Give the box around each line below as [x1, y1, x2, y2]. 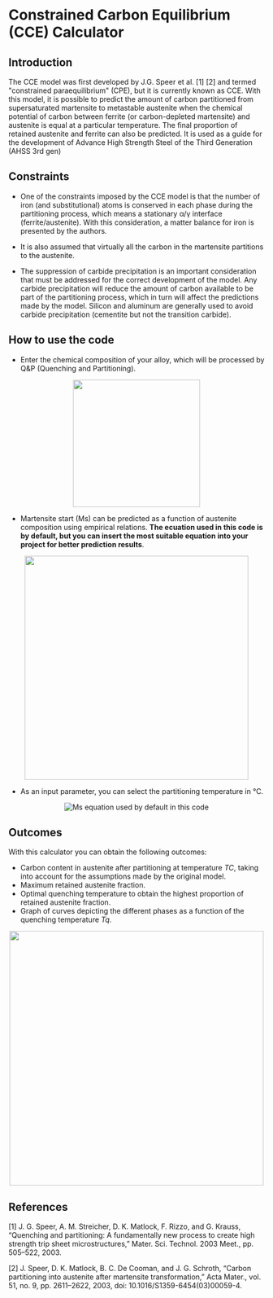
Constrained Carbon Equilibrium [8, 6, 231, 24]
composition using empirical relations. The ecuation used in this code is [19, 522, 263, 532]
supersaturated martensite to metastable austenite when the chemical [8, 103, 243, 112]
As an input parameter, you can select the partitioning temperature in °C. [19, 786, 264, 796]
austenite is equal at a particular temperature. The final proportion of [8, 121, 238, 129]
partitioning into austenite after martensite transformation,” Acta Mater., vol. [8, 1272, 262, 1282]
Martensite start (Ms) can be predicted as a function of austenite [19, 513, 237, 523]
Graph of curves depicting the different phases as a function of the [19, 906, 245, 916]
